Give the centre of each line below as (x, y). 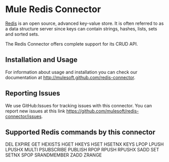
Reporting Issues (33, 93)
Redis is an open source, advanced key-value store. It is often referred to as (84, 23)
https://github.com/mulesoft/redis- (103, 111)
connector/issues (23, 116)
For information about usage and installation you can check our (72, 72)
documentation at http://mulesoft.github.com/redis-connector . (70, 77)
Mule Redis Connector (53, 9)
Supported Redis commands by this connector (80, 132)
